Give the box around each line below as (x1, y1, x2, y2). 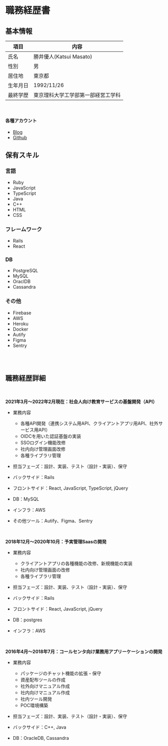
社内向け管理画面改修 (20, 446, 66, 452)
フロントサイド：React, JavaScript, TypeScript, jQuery (12, 485, 129, 491)
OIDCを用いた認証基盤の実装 (20, 433, 81, 439)
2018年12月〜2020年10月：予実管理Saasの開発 (5, 538, 107, 545)
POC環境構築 (20, 702, 49, 708)
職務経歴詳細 (5, 374, 46, 382)
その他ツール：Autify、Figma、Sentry (12, 517, 93, 523)
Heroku (12, 320, 29, 327)
